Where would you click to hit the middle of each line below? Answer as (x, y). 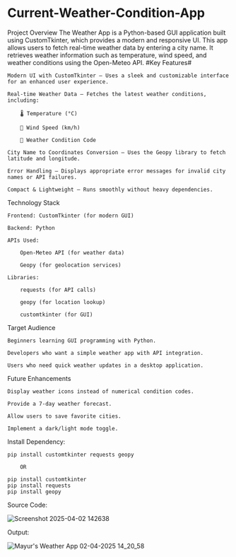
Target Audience (31, 327)
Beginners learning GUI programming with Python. (82, 341)
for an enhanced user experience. (58, 82)
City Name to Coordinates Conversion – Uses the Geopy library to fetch (117, 152)
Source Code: (28, 505)
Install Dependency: (36, 441)
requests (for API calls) (58, 290)
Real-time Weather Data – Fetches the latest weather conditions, (107, 94)
